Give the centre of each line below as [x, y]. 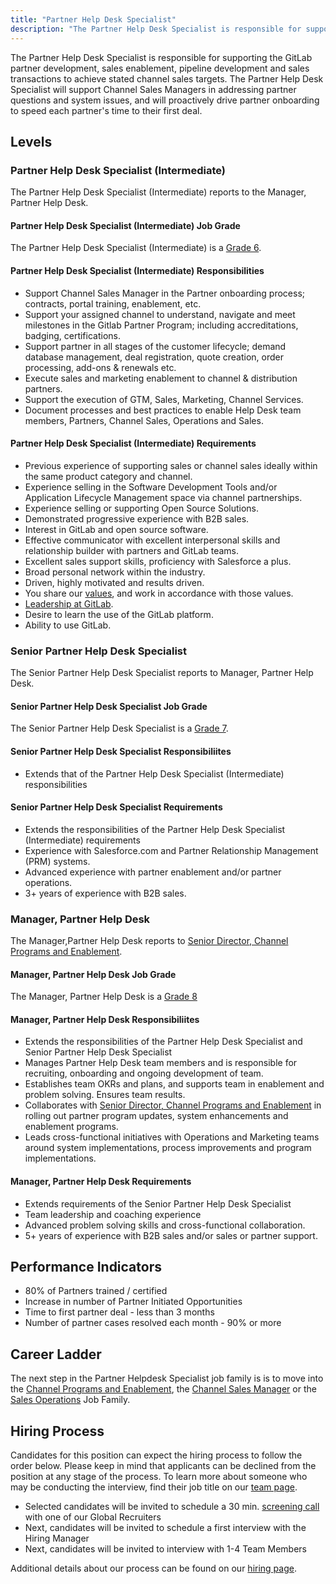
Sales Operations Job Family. [70, 1400]
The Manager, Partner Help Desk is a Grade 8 [104, 997]
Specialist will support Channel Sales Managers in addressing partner [153, 89]
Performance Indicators [86, 1267]
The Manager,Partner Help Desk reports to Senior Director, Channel [149, 940]
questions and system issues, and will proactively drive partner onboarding [165, 100]
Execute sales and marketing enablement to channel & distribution [161, 378]
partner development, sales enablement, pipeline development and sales [160, 68]
